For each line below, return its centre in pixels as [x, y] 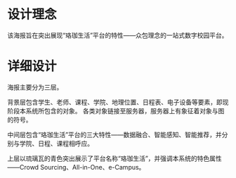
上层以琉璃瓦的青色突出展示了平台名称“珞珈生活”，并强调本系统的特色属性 [115, 158]
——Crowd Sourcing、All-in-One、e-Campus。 [76, 167]
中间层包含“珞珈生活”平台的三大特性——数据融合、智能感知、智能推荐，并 [115, 134]
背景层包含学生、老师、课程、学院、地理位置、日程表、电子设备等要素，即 [115, 102]
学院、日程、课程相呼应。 [56, 143]
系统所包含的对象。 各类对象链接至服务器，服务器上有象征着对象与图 [125, 110]
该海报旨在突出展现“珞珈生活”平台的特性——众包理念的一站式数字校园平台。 [118, 35]
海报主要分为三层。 [35, 87]
